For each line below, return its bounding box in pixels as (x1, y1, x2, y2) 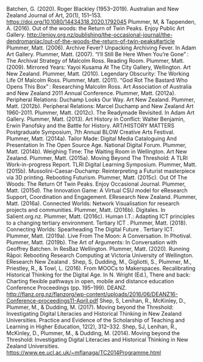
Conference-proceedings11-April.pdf (6, 297, 99, 304)
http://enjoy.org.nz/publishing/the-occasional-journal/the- (26, 31, 173, 38)
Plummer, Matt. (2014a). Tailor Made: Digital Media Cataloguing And (6, 135, 177, 142)
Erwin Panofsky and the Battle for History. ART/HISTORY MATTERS (6, 122, 175, 129)
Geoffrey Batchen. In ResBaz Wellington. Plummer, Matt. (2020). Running (6, 245, 190, 252)
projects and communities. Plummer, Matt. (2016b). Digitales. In (6, 206, 166, 213)
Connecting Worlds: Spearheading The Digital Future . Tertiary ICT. (6, 226, 175, 233)
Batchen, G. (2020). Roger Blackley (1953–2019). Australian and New (6, 5, 179, 12)
